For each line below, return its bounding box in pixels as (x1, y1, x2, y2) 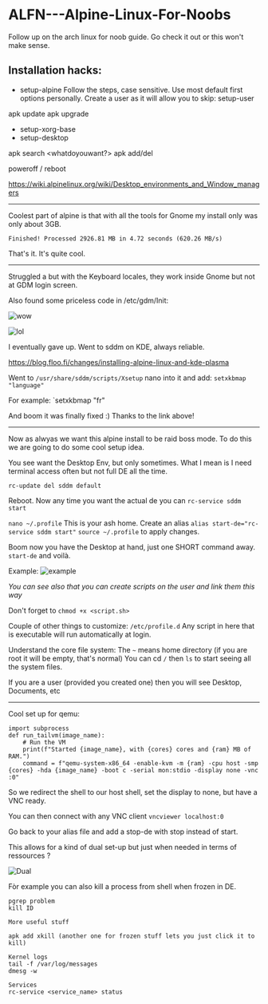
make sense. (8, 40, 50, 50)
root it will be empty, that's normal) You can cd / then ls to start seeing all (8, 653, 251, 663)
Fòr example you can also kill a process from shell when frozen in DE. (8, 881, 237, 891)
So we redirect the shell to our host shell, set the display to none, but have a (8, 787, 258, 796)
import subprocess (8, 724, 69, 732)
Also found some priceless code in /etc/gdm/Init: (8, 296, 169, 305)
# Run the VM (22, 738, 66, 746)
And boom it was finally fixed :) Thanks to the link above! (8, 411, 195, 420)
